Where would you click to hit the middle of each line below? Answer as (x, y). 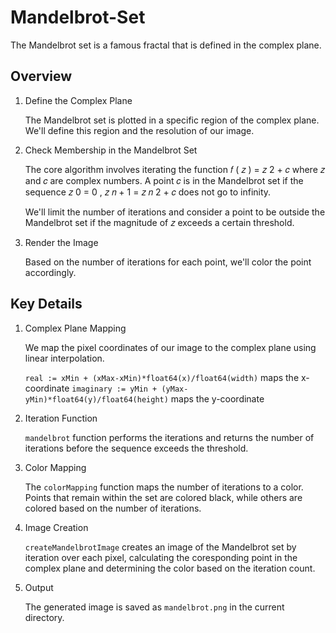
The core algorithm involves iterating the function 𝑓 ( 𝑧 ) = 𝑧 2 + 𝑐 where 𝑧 (175, 169)
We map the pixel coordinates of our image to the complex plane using (170, 347)
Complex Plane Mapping (75, 328)
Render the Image (61, 242)
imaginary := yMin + (114, 389)
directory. (44, 617)
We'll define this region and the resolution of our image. (139, 130)
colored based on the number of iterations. (113, 508)
